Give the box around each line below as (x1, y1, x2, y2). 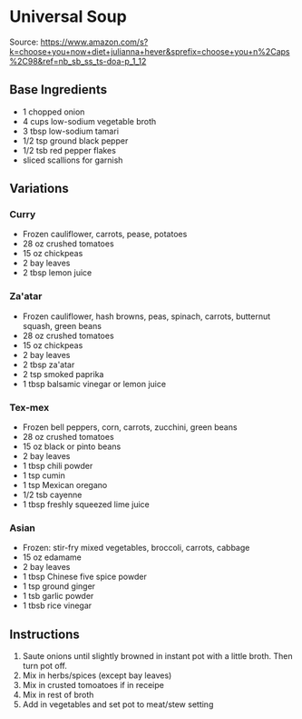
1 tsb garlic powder (22, 591, 94, 602)
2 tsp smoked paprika (22, 368, 104, 379)
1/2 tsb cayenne (22, 489, 83, 501)
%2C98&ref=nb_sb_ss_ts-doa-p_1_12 (9, 55, 147, 66)
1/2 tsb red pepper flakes (22, 145, 116, 155)
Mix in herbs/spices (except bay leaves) (22, 670, 172, 681)
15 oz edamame (22, 552, 82, 563)
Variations (9, 181, 70, 196)
